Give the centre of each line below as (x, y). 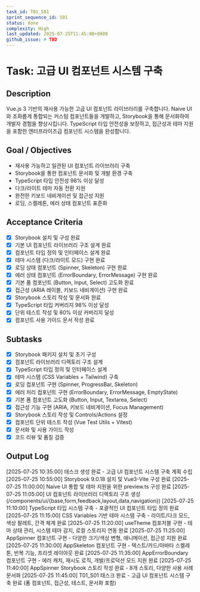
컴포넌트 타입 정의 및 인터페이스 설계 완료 (63, 252)
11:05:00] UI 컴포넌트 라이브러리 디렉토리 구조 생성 (81, 494)
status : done (22, 23)
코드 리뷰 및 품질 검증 (39, 437)
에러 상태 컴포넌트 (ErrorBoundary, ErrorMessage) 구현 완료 (86, 275)
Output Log (27, 456)
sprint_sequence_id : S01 (37, 17)
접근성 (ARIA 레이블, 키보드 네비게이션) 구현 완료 (71, 290)
